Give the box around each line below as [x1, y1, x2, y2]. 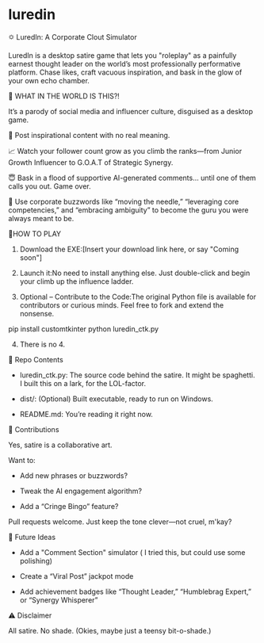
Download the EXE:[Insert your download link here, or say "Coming [19, 244, 239, 254]
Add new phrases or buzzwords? [19, 470, 128, 480]
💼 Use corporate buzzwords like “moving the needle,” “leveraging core [8, 197, 239, 206]
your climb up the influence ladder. [19, 276, 134, 286]
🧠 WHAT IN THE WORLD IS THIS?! [8, 91, 121, 101]
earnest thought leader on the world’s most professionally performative [8, 59, 241, 68]
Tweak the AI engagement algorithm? [19, 486, 143, 496]
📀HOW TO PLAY [8, 228, 62, 239]
